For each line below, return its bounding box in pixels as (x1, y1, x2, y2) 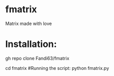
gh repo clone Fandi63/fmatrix (5, 55, 70, 61)
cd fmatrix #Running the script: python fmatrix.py (5, 65, 109, 71)
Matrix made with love (5, 20, 52, 27)
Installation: (5, 38, 57, 50)
